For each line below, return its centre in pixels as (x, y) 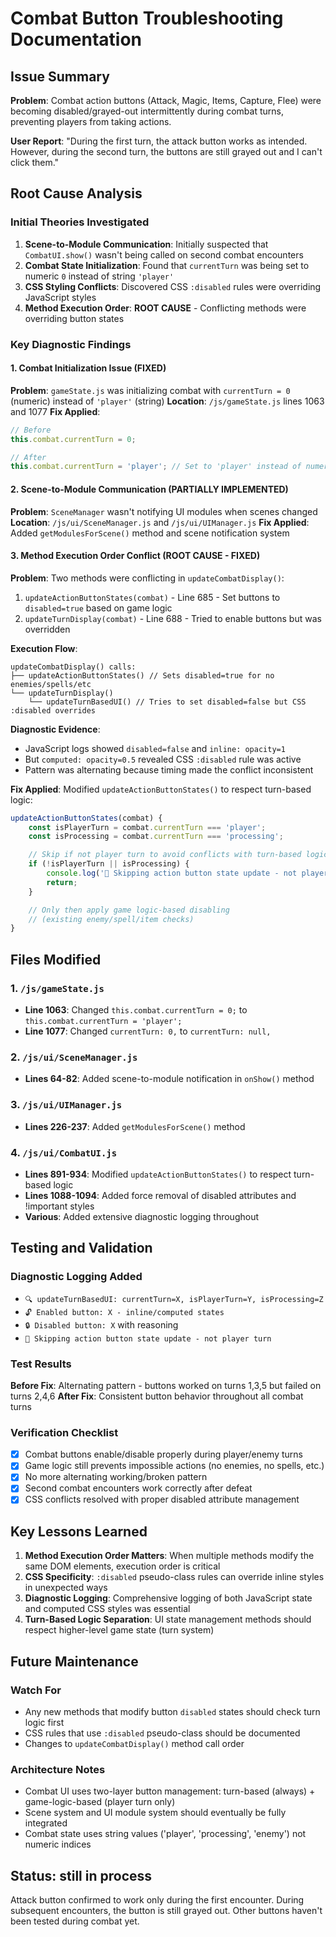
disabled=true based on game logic (98, 608)
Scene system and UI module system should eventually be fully (155, 1813)
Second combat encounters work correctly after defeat (138, 1488)
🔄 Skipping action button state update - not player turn (148, 1338)
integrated (46, 1823)
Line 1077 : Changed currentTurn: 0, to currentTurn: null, (148, 1031)
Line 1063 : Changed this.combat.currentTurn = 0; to (136, 1010)
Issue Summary (60, 76)
